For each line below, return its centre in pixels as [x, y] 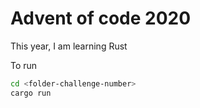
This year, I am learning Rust [69, 46]
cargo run [31, 93]
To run [24, 65]
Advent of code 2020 [101, 18]
